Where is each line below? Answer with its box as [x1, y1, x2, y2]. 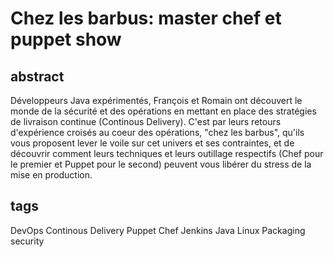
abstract [10, 68, 65, 85]
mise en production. [10, 169, 93, 181]
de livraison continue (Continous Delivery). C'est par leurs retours [10, 116, 282, 127]
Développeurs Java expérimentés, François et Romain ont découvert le [10, 95, 303, 106]
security [10, 235, 45, 247]
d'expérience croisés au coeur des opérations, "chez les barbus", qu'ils [10, 127, 305, 138]
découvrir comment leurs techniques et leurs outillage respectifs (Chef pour [10, 148, 324, 159]
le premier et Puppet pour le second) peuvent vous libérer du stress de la [10, 158, 312, 170]
